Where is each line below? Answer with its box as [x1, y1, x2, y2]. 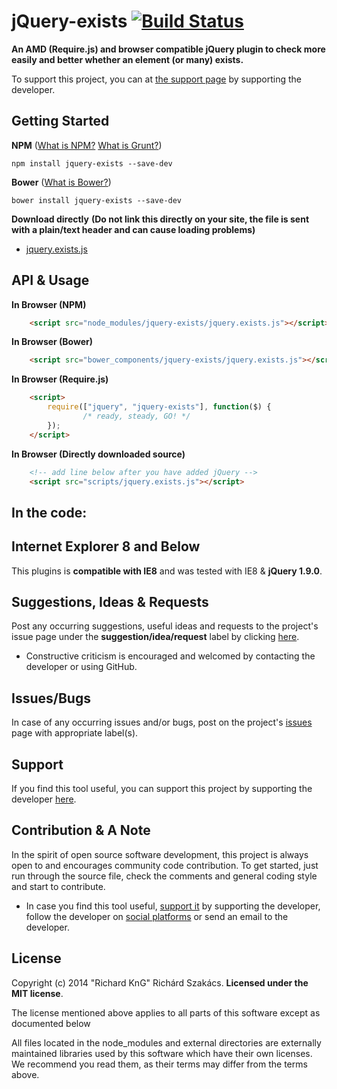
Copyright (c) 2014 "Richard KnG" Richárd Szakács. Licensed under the [11, 976, 309, 989]
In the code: [11, 504, 88, 521]
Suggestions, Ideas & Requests [11, 594, 209, 611]
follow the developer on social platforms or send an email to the [25, 910, 289, 922]
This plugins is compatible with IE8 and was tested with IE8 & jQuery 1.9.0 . [11, 565, 323, 577]
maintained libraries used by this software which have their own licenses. [11, 1047, 313, 1059]
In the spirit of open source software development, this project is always [11, 848, 309, 860]
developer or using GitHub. [25, 661, 138, 673]
